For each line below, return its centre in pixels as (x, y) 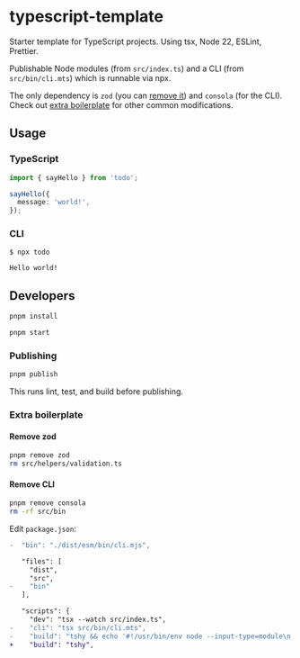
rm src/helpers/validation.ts (66, 464)
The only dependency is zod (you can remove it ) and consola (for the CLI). (146, 95)
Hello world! (34, 268)
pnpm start (30, 333)
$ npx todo (30, 252)
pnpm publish (34, 374)
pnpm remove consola (48, 503)
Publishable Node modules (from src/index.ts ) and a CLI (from (127, 68)
